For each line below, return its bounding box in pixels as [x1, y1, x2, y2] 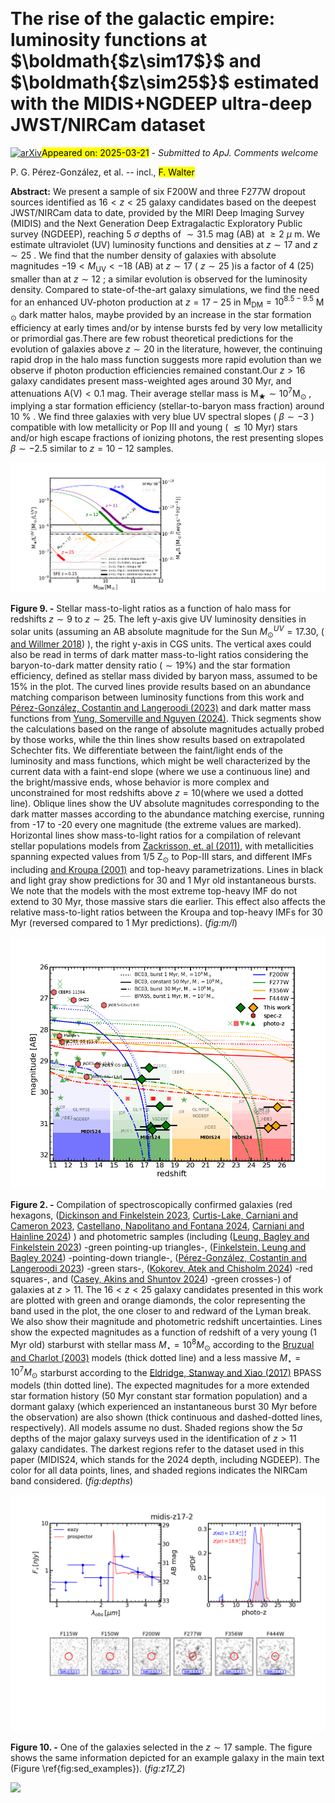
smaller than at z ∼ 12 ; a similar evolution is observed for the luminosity [10, 273, 308, 285]
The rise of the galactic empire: [10, 8, 275, 30]
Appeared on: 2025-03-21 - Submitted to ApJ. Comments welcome [41, 146, 319, 158]
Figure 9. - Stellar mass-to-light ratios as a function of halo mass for [10, 602, 292, 614]
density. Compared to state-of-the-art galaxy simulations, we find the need [10, 283, 320, 295]
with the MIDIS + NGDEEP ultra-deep [10, 93, 313, 115]
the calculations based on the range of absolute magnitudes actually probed [10, 723, 325, 735]
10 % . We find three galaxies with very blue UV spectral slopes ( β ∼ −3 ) [10, 411, 315, 423]
